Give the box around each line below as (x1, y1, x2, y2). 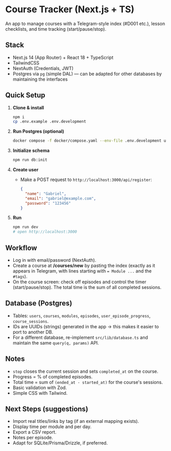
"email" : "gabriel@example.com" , (25, 196, 96, 201)
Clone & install (12, 104, 44, 110)
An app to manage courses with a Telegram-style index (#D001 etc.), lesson (5, 20, 165, 27)
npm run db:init (12, 157, 47, 163)
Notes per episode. (12, 435, 54, 441)
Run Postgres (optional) (12, 128, 65, 134)
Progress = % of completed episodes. (12, 373, 93, 379)
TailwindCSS (12, 60, 40, 66)
